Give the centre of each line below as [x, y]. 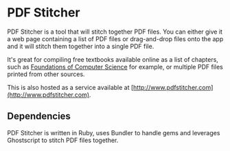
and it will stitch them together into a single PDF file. [81, 46]
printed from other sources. [46, 74]
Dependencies [39, 116]
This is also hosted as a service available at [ [70, 87]
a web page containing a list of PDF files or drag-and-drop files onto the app [115, 38]
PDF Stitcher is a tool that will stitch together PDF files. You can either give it [115, 32]
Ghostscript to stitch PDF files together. [63, 140]
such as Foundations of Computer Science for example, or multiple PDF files [115, 67]
